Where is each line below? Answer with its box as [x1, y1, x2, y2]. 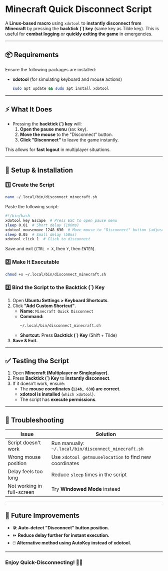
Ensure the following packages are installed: [5, 66, 96, 72]
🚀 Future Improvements [5, 511, 80, 520]
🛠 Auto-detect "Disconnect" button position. [12, 525, 109, 531]
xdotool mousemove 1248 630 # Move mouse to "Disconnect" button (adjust [5, 227, 164, 232]
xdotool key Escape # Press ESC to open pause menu [5, 218, 117, 223]
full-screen [7, 489, 34, 496]
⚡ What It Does [5, 105, 52, 114]
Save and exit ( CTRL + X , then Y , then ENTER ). [5, 246, 96, 252]
